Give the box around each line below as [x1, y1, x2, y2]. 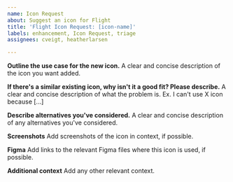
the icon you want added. [7, 69, 81, 78]
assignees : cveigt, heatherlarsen [7, 36, 108, 43]
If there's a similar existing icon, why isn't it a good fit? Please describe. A [7, 83, 226, 91]
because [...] [7, 97, 44, 106]
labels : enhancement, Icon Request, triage [7, 29, 136, 37]
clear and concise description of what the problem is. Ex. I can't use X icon [7, 90, 223, 99]
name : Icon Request [7, 10, 64, 17]
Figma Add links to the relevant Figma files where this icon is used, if [7, 146, 206, 154]
